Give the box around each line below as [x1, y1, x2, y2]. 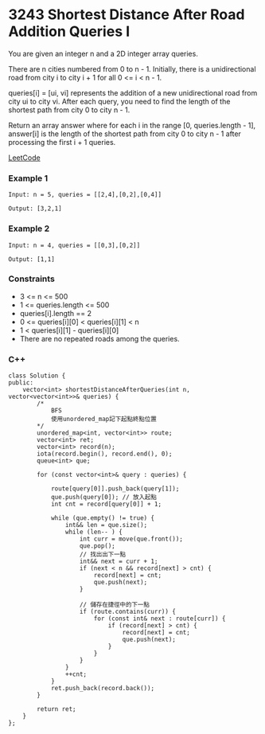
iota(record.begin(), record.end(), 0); [37, 450, 173, 459]
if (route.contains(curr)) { [79, 607, 177, 616]
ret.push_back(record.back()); [50, 685, 155, 693]
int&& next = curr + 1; [79, 557, 158, 566]
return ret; [37, 705, 77, 713]
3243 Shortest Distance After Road [8, 6, 245, 24]
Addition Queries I [8, 22, 131, 41]
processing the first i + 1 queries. [8, 137, 116, 146]
